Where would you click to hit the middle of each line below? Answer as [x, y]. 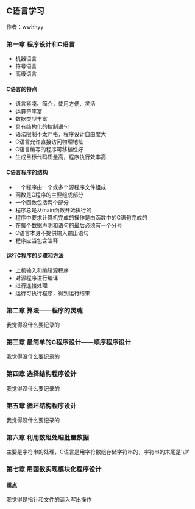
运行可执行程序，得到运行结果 [52, 293]
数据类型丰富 [31, 119]
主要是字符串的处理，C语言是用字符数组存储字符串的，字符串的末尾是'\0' [98, 452]
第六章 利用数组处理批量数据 [48, 437]
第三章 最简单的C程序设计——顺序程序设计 [69, 342]
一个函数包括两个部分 [42, 202]
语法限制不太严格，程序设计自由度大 [61, 134]
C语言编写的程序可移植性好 [49, 150]
